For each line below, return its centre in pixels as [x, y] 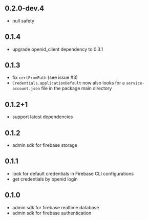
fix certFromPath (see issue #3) [45, 78]
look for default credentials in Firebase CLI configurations [73, 173]
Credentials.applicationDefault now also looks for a [68, 83]
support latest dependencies [42, 117]
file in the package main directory [77, 89]
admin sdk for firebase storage [45, 145]
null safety [23, 20]
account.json [26, 89]
